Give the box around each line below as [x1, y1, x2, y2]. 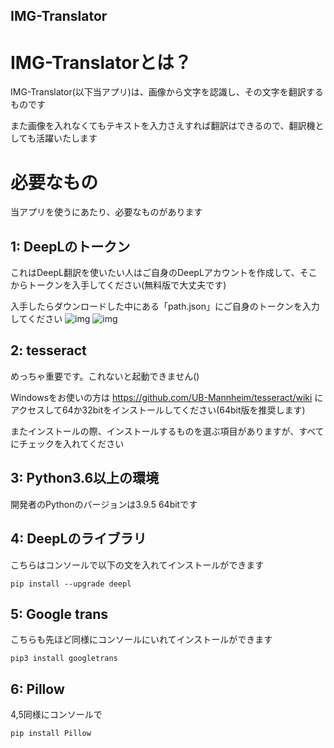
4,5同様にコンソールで [10, 709, 103, 721]
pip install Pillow [10, 729, 92, 739]
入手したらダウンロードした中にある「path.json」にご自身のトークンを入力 [10, 300, 320, 313]
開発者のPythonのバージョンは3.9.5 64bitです [10, 498, 198, 510]
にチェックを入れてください [10, 437, 125, 449]
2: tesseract [10, 342, 87, 359]
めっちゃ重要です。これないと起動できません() [10, 370, 200, 382]
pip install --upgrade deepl [10, 579, 132, 589]
